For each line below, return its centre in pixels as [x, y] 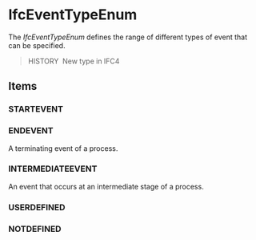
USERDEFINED [37, 207]
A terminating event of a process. [63, 148]
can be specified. [37, 45]
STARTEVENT [36, 109]
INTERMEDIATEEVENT [53, 169]
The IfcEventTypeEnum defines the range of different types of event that [128, 37]
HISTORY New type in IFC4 [74, 61]
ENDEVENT [31, 131]
